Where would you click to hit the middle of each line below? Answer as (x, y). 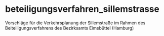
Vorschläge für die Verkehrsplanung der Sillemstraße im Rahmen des (75, 23)
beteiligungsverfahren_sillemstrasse (82, 9)
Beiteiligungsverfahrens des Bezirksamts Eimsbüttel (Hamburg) (70, 28)
